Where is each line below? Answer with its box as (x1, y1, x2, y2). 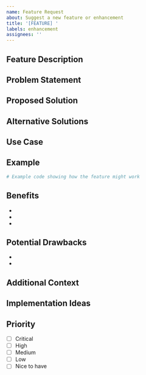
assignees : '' (6, 32, 43, 38)
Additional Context (6, 278, 79, 288)
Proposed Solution (6, 96, 78, 106)
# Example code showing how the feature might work (6, 173, 140, 180)
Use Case (6, 137, 44, 147)
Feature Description (6, 54, 83, 65)
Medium (15, 349, 36, 356)
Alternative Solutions (6, 116, 89, 127)
